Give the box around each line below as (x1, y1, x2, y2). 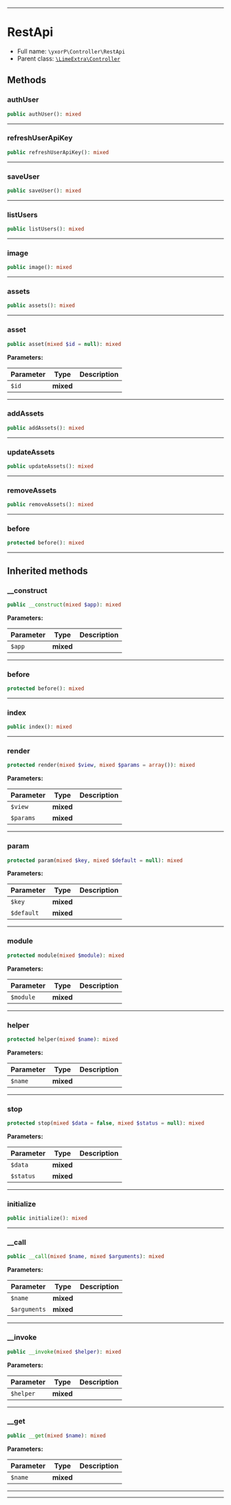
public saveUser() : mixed (7, 187, 81, 194)
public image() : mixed (7, 264, 72, 271)
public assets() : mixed (7, 302, 76, 310)
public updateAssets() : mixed (7, 463, 94, 470)
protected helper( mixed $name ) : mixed (7, 1036, 118, 1043)
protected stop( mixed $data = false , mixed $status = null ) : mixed (7, 1120, 205, 1127)
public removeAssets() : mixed (7, 501, 94, 508)
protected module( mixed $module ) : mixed (7, 952, 125, 959)
